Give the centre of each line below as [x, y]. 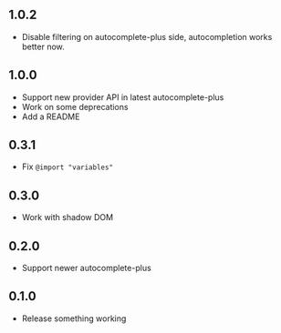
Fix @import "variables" [68, 166]
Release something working [74, 318]
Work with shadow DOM [68, 217]
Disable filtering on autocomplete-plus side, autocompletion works [147, 36]
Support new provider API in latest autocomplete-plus [123, 97]
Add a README [51, 116]
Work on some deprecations [75, 106]
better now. [43, 46]
